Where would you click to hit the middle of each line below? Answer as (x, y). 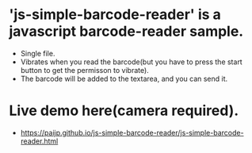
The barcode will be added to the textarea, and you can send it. (124, 78)
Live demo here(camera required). (124, 111)
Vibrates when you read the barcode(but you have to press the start (131, 62)
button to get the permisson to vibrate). (84, 70)
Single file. (38, 53)
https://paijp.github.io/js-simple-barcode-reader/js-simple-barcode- (132, 132)
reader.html (39, 141)
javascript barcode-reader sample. (126, 31)
